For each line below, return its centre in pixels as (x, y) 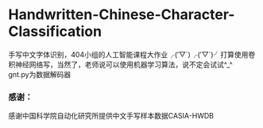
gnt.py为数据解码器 (40, 74)
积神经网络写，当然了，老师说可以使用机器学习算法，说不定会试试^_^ (120, 64)
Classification (55, 31)
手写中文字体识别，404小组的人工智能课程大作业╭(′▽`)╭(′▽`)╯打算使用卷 (132, 54)
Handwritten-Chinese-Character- (122, 15)
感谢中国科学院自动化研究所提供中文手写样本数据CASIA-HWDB (111, 116)
